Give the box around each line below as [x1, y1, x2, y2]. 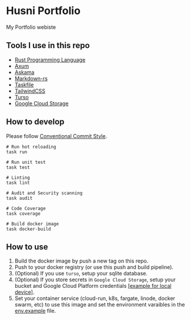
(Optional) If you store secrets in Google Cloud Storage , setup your [14, 276, 176, 283]
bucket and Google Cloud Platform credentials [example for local [14, 282, 172, 289]
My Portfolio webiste [6, 23, 56, 31]
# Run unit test [6, 159, 46, 165]
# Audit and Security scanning [6, 190, 83, 196]
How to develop [6, 117, 65, 127]
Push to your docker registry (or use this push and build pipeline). [14, 264, 174, 271]
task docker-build [6, 226, 51, 232]
